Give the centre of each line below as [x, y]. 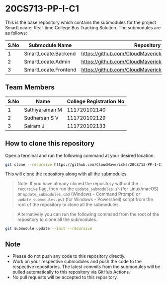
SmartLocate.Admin [47, 62]
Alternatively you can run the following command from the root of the [88, 214]
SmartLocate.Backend [50, 54]
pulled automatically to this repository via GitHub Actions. [71, 272]
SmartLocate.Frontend [50, 70]
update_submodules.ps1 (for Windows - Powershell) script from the [85, 200]
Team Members [30, 87]
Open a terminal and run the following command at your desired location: [80, 155]
